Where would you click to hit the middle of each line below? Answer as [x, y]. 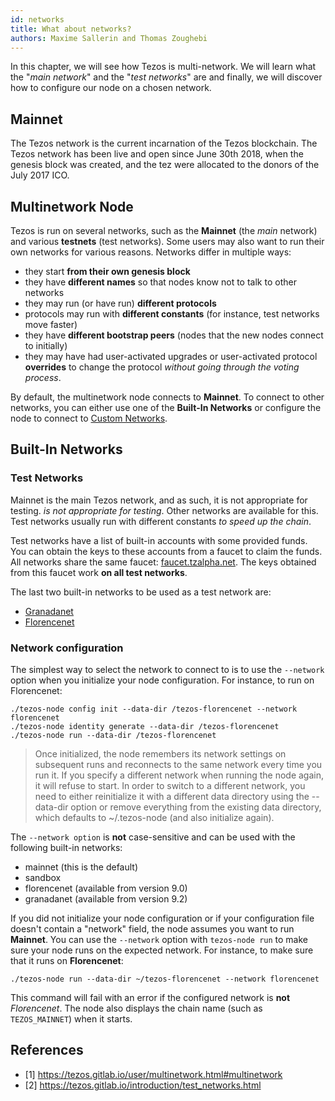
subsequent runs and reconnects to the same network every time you [178, 764]
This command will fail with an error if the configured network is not [150, 997]
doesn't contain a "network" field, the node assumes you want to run [152, 928]
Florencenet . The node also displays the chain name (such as [136, 1008]
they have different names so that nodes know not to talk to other [160, 282]
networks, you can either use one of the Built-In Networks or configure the [166, 407]
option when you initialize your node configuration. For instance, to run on [162, 680]
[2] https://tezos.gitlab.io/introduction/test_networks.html [143, 1085]
